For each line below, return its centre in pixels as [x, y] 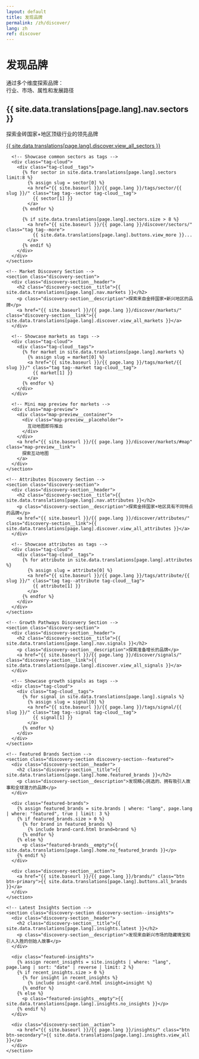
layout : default [26, 12]
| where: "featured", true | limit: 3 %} [58, 814]
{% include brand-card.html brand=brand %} [82, 829]
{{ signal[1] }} [53, 717]
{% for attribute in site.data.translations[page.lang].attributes [107, 560]
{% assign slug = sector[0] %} [66, 182]
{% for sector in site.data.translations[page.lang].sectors [99, 172]
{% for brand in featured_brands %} [67, 824]
